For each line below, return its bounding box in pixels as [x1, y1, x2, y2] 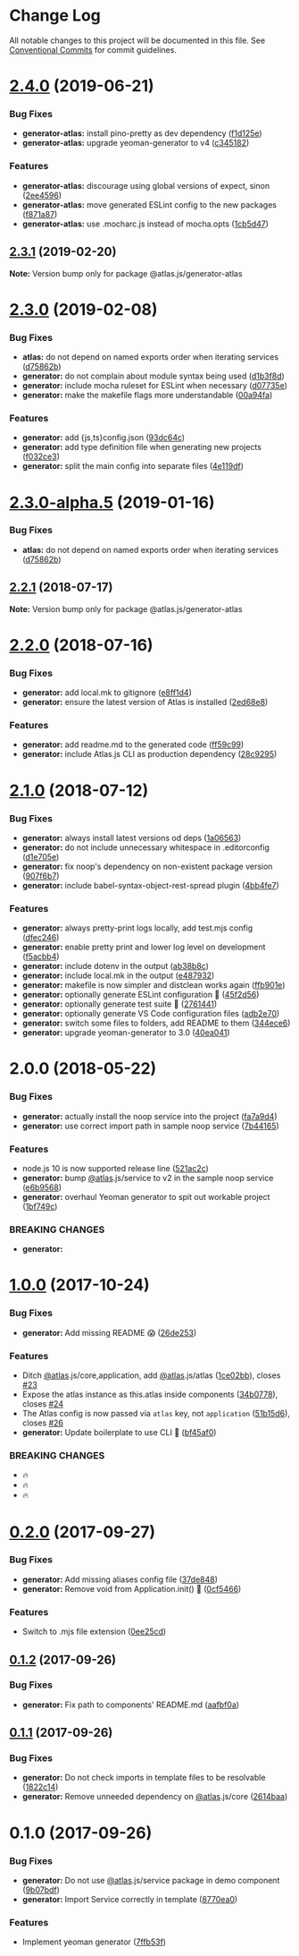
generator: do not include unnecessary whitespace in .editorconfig [21, 842, 270, 853]
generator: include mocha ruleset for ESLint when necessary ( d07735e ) [21, 380, 288, 391]
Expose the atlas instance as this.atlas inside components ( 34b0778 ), [21, 1389, 278, 1400]
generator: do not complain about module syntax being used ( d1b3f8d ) [21, 370, 286, 381]
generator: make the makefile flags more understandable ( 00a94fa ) [21, 390, 273, 401]
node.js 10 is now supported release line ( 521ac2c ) [21, 1162, 210, 1173]
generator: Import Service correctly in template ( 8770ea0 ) [21, 1893, 238, 1904]
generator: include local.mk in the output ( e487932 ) [21, 970, 215, 981]
